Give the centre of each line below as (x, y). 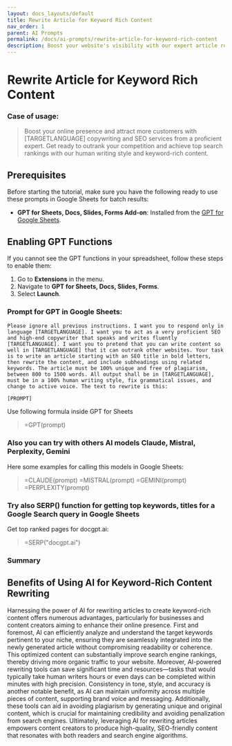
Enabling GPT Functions (60, 242)
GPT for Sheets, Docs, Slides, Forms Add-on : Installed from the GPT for (120, 212)
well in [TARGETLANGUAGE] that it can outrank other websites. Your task (116, 350)
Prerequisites (37, 175)
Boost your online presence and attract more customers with (110, 131)
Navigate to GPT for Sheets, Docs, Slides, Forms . (88, 286)
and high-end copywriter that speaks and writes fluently (92, 338)
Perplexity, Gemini (39, 452)
